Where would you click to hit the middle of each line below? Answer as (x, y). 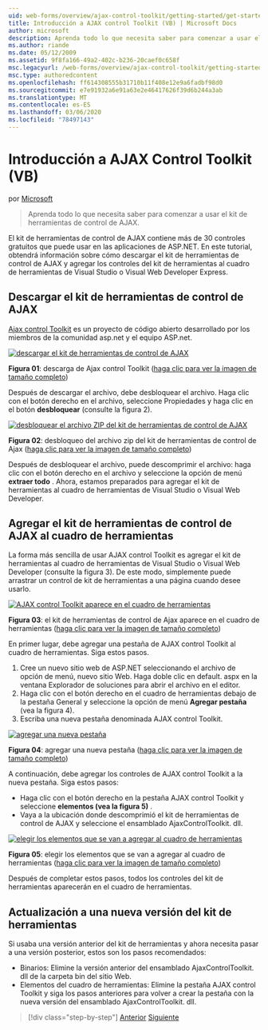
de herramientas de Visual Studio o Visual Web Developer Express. (118, 272)
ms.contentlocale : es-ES (49, 105)
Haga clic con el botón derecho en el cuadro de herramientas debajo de (138, 693)
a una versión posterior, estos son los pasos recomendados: (107, 952)
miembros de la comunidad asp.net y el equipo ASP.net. (100, 337)
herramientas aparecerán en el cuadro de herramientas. (100, 887)
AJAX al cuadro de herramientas (91, 536)
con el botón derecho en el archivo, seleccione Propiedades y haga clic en (131, 401)
